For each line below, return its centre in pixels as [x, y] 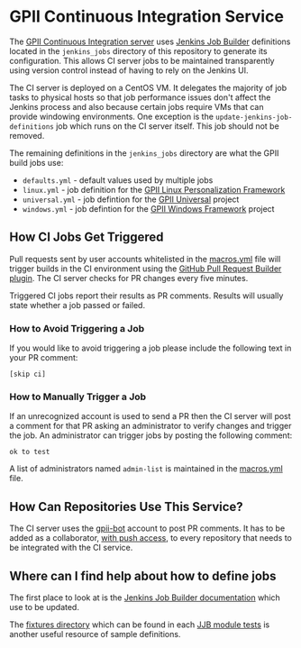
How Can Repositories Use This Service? [126, 507]
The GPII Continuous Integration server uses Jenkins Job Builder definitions [150, 41]
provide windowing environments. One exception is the [112, 116]
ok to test [30, 452]
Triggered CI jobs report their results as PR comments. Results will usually [146, 296]
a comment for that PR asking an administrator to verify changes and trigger [150, 426]
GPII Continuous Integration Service [146, 17]
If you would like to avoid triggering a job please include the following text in [150, 348]
